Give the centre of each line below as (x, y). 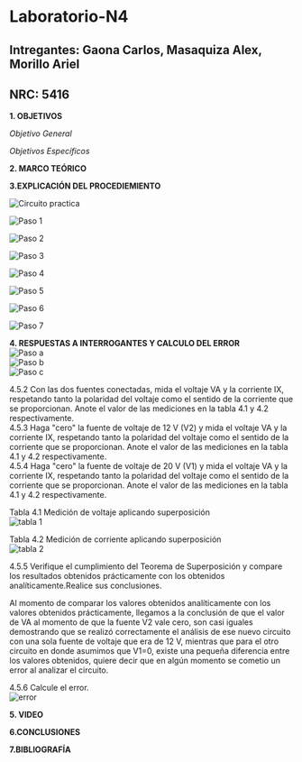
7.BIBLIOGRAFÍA (40, 749)
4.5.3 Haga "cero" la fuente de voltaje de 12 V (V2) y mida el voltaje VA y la (148, 428)
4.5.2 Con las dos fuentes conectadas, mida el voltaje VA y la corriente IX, (146, 390)
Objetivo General (41, 133)
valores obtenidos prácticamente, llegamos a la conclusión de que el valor (147, 613)
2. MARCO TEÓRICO (48, 169)
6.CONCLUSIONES (45, 732)
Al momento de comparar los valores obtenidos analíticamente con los (140, 603)
